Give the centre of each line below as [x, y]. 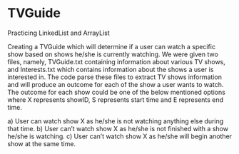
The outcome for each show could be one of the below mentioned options [117, 92]
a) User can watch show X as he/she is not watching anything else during [116, 121]
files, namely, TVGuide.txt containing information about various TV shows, [117, 61]
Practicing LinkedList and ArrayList [59, 33]
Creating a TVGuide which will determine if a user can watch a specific [112, 46]
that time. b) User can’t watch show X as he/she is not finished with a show [118, 128]
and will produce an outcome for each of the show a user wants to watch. [116, 84]
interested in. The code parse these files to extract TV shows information [115, 77]
